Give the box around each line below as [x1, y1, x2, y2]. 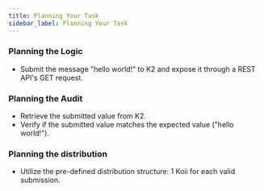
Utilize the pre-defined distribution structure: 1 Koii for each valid [19, 167, 236, 176]
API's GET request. [19, 73, 83, 82]
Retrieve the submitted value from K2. [19, 111, 147, 121]
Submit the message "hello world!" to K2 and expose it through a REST [19, 64, 256, 73]
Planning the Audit [8, 93, 83, 104]
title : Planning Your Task [8, 11, 99, 20]
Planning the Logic [8, 46, 83, 57]
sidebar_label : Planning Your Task [8, 19, 128, 27]
